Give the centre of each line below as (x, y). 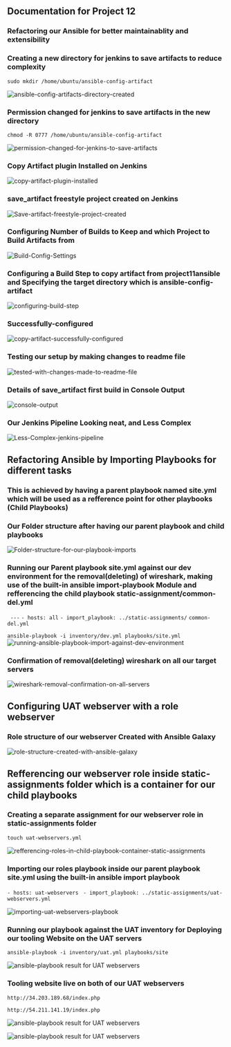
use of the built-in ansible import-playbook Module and (102, 585)
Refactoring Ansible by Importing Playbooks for (112, 459)
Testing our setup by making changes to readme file (96, 357)
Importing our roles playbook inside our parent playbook (104, 868)
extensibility (29, 39)
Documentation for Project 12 (72, 11)
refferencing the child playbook (61, 593)
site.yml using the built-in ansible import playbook (94, 877)
